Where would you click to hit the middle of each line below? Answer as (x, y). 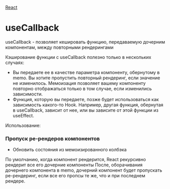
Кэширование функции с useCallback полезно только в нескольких (78, 57)
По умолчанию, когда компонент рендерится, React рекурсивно (76, 160)
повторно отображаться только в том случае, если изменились (82, 88)
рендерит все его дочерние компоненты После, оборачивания (74, 165)
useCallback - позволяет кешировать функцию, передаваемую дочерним (85, 42)
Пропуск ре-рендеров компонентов (53, 138)
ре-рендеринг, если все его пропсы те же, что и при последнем (75, 176)
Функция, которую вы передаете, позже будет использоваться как (86, 99)
